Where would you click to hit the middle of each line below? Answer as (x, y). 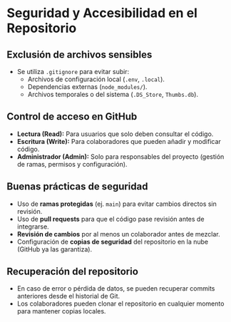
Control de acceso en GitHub (72, 116)
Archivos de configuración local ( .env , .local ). (96, 79)
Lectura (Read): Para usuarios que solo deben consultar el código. (115, 134)
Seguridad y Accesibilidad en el (102, 13)
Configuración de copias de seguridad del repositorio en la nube (112, 241)
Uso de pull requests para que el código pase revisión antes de (111, 219)
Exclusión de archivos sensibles (79, 54)
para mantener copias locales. (61, 311)
